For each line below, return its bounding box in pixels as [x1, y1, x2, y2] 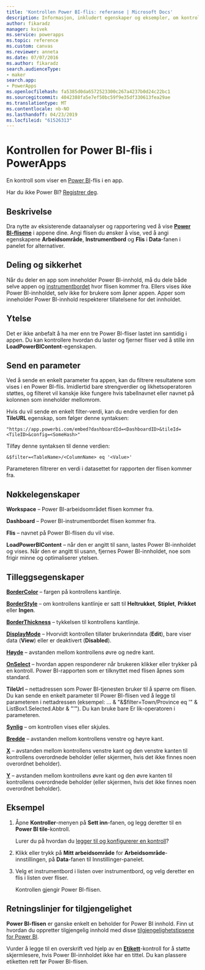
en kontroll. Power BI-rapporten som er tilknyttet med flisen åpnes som [6, 667, 185, 674]
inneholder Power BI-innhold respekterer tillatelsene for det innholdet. [6, 295, 182, 303]
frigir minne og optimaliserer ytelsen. [6, 554, 99, 562]
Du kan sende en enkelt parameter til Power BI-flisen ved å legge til [6, 692, 176, 699]
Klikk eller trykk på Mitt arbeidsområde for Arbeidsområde [15, 849, 165, 856]
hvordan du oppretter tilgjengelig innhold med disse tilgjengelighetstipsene [6, 926, 195, 934]
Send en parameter [6, 361, 81, 371]
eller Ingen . [6, 607, 35, 614]
